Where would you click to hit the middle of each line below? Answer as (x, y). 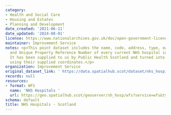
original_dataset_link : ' (33, 72)
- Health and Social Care (33, 15)
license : (15, 39)
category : (16, 10)
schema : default (22, 100)
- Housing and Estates (29, 19)
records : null (20, 76)
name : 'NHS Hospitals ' (35, 90)
